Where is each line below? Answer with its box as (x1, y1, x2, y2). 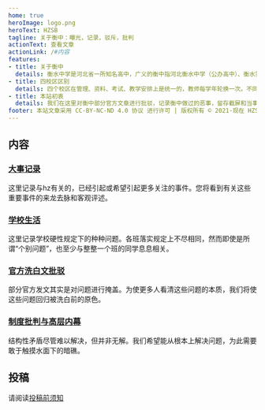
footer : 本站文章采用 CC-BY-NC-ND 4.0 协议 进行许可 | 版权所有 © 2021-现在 (8, 107, 244, 115)
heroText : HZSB (8, 26, 58, 34)
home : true (8, 11, 44, 20)
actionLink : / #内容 (8, 48, 70, 56)
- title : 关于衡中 (8, 63, 65, 71)
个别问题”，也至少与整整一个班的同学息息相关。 (18, 244, 174, 253)
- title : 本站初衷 (8, 92, 65, 100)
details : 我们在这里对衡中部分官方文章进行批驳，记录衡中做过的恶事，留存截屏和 (15, 99, 247, 107)
